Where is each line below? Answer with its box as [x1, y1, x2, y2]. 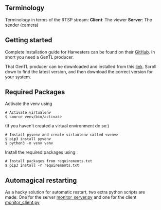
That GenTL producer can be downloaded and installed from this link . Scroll [5, 63, 157, 70]
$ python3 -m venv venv [5, 141, 54, 146]
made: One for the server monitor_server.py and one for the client [5, 194, 137, 200]
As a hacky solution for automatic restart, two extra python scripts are [5, 189, 145, 195]
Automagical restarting [5, 176, 77, 184]
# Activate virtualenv [5, 110, 51, 115]
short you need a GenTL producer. [5, 54, 74, 60]
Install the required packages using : [5, 149, 78, 155]
